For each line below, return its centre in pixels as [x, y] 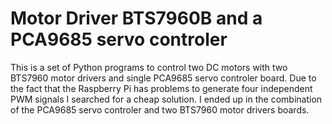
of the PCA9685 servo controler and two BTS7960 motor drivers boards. [160, 109]
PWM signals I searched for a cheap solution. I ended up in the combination [166, 99]
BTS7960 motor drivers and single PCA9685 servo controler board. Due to [163, 78]
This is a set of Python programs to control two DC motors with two [149, 67]
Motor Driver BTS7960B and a [136, 18]
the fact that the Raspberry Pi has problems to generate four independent [161, 88]
